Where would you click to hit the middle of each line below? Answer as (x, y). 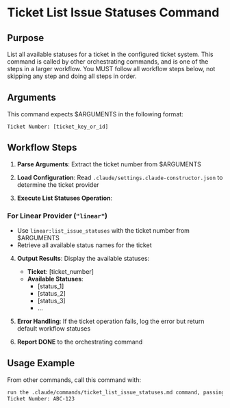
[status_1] (51, 286)
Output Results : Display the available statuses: (83, 258)
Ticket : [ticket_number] (61, 271)
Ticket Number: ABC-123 (41, 398)
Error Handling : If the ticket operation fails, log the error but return (111, 321)
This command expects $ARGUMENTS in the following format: (95, 114)
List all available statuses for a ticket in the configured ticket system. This (110, 54)
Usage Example (41, 363)
